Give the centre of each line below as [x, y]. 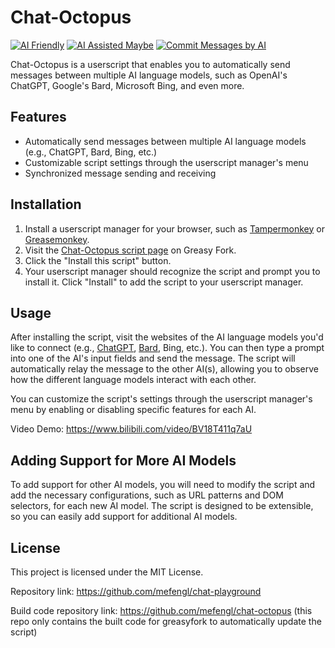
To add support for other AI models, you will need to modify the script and [163, 485]
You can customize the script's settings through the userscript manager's [161, 399]
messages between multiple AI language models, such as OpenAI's [149, 75]
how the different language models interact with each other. [133, 380]
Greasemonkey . [57, 239]
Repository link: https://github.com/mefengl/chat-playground [136, 591]
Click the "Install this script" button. [98, 260]
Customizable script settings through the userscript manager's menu [166, 162]
